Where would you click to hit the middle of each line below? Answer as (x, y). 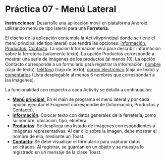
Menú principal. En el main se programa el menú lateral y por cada (81, 99)
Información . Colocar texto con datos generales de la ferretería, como (84, 115)
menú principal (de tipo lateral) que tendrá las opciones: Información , (76, 43)
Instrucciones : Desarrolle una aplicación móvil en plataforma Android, (77, 23)
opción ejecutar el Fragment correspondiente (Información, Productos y (86, 104)
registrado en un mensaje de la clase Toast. (57, 152)
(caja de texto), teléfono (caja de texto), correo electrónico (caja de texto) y (82, 69)
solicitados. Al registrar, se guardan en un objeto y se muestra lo (78, 147)
